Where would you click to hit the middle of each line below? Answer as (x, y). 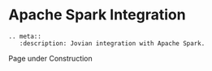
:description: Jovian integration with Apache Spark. (112, 43)
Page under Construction (51, 58)
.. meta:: (25, 36)
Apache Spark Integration (97, 15)
